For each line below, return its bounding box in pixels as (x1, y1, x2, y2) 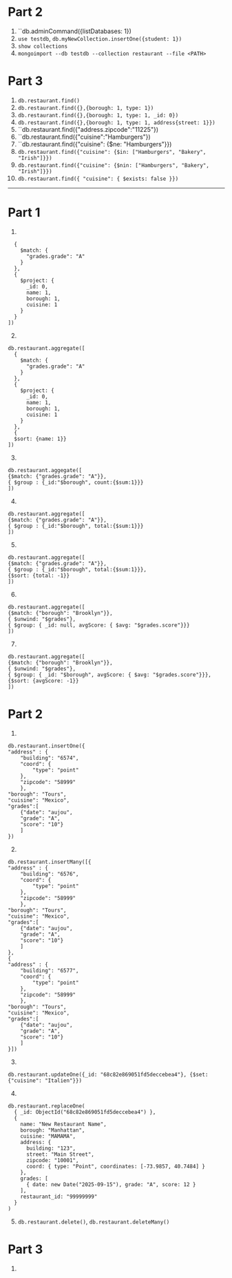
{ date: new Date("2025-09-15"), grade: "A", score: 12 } (25, 1181, 196, 1188)
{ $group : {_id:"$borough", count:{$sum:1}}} (8, 479, 144, 486)
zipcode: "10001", (25, 1157, 79, 1163)
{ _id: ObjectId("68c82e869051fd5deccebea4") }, (14, 1108, 156, 1115)
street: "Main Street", (25, 1150, 95, 1158)
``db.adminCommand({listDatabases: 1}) (17, 27, 131, 35)
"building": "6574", (20, 754, 79, 761)
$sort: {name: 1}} (14, 435, 67, 442)
